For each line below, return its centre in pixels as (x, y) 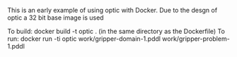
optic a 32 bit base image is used (56, 18)
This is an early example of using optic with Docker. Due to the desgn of (112, 10)
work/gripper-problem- (196, 39)
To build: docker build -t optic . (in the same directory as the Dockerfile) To (116, 31)
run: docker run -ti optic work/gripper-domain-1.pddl (84, 39)
